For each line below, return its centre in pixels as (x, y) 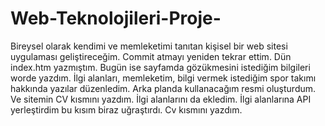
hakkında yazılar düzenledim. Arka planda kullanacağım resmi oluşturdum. (163, 88)
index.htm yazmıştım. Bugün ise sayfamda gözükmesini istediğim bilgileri (160, 67)
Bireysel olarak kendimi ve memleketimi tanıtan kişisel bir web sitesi (149, 46)
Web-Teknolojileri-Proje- (116, 18)
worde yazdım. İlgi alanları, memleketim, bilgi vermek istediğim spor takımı (163, 78)
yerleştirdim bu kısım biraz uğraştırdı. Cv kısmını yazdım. (126, 109)
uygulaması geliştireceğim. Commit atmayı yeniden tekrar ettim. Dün (151, 56)
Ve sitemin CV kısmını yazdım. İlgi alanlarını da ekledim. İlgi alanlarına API (161, 99)
